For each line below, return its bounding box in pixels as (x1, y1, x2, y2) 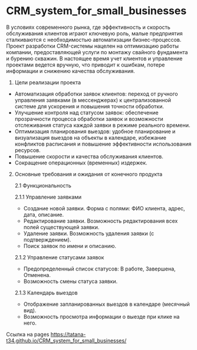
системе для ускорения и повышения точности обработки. (14, 103, 164, 110)
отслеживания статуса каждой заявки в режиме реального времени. (14, 121, 191, 128)
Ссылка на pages (6, 331, 50, 338)
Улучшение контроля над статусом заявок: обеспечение (14, 109, 159, 116)
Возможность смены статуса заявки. (23, 278, 118, 285)
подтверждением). (23, 236, 72, 243)
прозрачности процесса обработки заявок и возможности (14, 115, 163, 122)
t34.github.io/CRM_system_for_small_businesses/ (6, 337, 127, 344)
